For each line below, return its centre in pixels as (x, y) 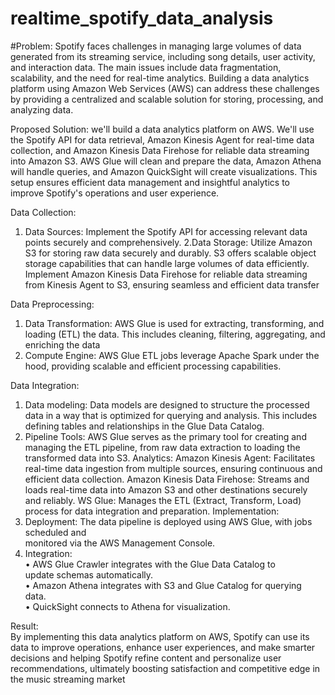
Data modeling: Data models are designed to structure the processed (167, 404)
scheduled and (55, 532)
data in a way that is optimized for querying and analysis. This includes (171, 415)
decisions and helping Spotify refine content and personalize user (146, 658)
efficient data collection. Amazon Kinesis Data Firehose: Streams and (167, 479)
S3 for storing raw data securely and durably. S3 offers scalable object (170, 253)
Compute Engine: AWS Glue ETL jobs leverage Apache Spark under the (172, 355)
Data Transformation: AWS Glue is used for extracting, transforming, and (174, 323)
